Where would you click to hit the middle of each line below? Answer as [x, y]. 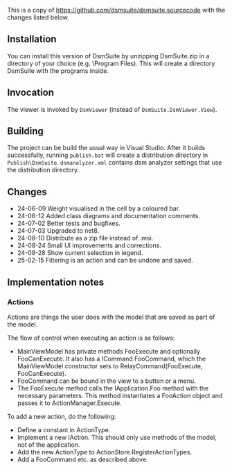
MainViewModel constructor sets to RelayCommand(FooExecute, [110, 366]
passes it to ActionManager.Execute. [70, 403]
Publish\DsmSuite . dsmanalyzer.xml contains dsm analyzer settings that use [115, 163]
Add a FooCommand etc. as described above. [82, 459]
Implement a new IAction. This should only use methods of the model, [117, 437]
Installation [32, 39]
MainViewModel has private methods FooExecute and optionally [109, 351]
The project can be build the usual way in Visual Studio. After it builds [106, 148]
